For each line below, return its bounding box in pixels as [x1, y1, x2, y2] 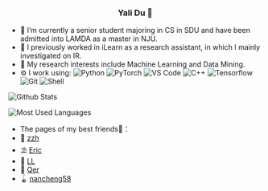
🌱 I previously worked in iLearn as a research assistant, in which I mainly [19, 43, 261, 52]
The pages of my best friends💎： [19, 124, 130, 134]
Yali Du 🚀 [118, 7, 153, 18]
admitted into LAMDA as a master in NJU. [19, 34, 158, 43]
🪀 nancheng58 [19, 174, 72, 184]
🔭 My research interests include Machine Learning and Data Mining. [19, 59, 245, 69]
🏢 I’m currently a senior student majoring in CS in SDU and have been [19, 26, 251, 35]
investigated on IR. [19, 51, 82, 61]
